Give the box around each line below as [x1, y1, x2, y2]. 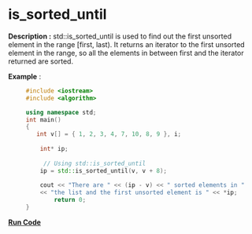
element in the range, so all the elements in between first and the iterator [8, 48, 244, 57]
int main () [25, 115, 61, 123]
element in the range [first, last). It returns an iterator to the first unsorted [8, 39, 246, 49]
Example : [8, 71, 42, 81]
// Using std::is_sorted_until [43, 159, 146, 167]
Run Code [8, 218, 42, 227]
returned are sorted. [8, 57, 73, 66]
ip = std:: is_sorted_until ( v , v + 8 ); [39, 166, 168, 174]
